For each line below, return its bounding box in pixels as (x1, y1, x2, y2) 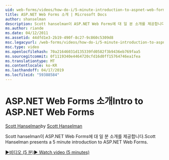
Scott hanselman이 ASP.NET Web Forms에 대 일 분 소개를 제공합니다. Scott (5, 133, 156, 139)
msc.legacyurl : (5, 40, 37, 45)
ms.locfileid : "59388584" (5, 72, 59, 77)
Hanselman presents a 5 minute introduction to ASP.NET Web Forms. (5, 138, 148, 145)
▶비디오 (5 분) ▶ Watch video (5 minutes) (5, 149, 90, 155)
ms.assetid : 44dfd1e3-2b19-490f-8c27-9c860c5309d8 (5, 35, 114, 40)
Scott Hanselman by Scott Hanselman (5, 123, 82, 129)
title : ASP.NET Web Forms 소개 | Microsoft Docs (5, 12, 107, 17)
